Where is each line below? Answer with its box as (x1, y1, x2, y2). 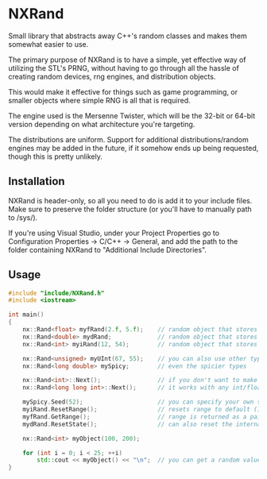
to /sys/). (8, 212, 38, 222)
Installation (8, 175, 65, 188)
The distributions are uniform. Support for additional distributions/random (8, 134, 249, 144)
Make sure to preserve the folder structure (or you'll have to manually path (8, 204, 252, 214)
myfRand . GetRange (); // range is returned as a (22, 412, 247, 421)
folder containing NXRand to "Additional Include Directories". (8, 245, 207, 254)
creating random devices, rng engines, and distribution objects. (8, 71, 216, 81)
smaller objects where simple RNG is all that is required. (8, 95, 191, 105)
